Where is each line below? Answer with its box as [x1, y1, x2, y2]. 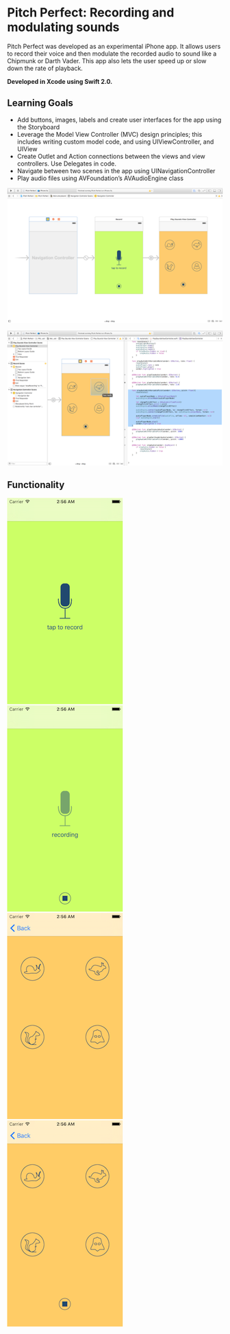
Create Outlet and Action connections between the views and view [16, 152, 205, 160]
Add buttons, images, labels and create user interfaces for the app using [16, 115, 222, 124]
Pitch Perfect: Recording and [7, 5, 175, 21]
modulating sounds [7, 19, 120, 35]
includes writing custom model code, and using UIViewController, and [16, 137, 214, 146]
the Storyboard [16, 122, 60, 131]
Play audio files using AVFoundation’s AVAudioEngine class [16, 174, 183, 182]
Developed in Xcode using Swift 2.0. [7, 77, 113, 85]
